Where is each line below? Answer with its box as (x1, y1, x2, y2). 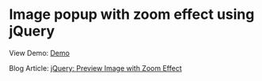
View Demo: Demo (9, 48, 70, 57)
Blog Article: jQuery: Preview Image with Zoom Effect (9, 63, 182, 72)
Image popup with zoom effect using (9, 6, 255, 24)
